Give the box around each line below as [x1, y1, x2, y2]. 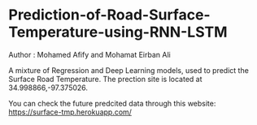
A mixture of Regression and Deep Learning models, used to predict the [8, 65, 250, 75]
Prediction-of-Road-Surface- [8, 6, 211, 24]
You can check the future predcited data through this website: [8, 98, 216, 108]
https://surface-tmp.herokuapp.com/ [8, 107, 133, 117]
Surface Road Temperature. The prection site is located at [8, 74, 203, 84]
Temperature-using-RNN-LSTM [8, 23, 228, 41]
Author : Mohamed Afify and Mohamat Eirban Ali [8, 50, 171, 59]
